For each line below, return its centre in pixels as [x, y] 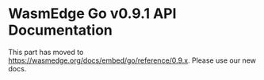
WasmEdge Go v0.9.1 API [92, 14]
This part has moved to [46, 52]
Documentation [61, 30]
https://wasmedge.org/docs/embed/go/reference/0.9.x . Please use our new [132, 60]
